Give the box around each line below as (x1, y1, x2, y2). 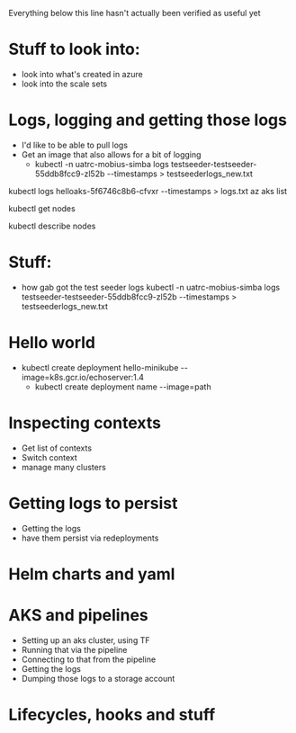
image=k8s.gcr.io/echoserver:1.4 (21, 371, 145, 382)
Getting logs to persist (8, 493, 178, 514)
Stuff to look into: (8, 40, 140, 59)
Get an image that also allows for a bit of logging (21, 148, 202, 160)
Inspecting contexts (8, 413, 161, 433)
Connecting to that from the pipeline (21, 654, 157, 665)
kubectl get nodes (8, 202, 76, 214)
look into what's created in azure (21, 68, 143, 79)
